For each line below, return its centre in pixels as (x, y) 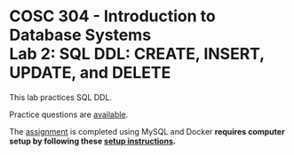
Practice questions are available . (69, 114)
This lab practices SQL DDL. (61, 97)
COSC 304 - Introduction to (112, 16)
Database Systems (80, 35)
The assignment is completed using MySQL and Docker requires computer (147, 131)
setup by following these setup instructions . (92, 141)
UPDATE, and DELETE (90, 73)
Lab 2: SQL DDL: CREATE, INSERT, (137, 54)
